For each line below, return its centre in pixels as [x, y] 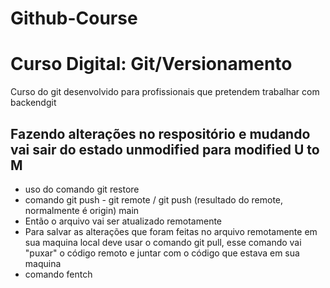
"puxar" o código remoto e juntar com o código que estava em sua [162, 253]
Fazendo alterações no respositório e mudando [160, 133]
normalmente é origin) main [82, 210]
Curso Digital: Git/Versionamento [151, 64]
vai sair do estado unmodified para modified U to [165, 149]
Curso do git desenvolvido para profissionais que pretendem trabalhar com [165, 92]
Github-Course [74, 18]
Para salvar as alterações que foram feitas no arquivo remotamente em [171, 231]
